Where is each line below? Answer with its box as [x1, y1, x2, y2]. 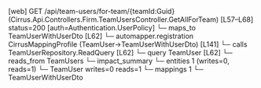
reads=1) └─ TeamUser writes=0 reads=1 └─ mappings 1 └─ [8, 65, 204, 73]
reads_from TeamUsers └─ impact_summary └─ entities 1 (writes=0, [8, 56, 230, 65]
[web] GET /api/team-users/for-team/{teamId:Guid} [8, 7, 175, 16]
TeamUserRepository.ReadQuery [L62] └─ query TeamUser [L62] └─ [8, 48, 233, 57]
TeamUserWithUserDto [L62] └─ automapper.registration [8, 31, 194, 40]
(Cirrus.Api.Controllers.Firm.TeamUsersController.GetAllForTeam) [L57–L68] [8, 15, 254, 24]
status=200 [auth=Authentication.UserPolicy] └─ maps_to [8, 23, 197, 32]
